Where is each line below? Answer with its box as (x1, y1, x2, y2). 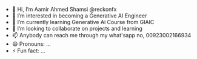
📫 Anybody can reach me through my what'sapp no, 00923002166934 (12, 32, 192, 39)
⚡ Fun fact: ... (12, 47, 45, 54)
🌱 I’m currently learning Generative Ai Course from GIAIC (12, 19, 155, 25)
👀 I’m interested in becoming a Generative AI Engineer (12, 12, 147, 19)
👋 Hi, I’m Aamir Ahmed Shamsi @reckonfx (12, 6, 117, 13)
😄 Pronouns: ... (12, 40, 52, 48)
